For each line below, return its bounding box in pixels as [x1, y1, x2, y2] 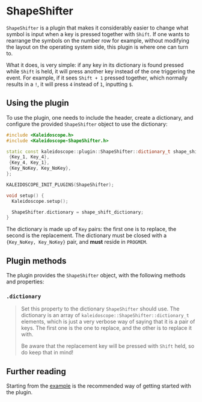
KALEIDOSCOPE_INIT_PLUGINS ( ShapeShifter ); [6, 182, 114, 188]
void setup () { [6, 193, 44, 199]
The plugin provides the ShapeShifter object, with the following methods [6, 272, 186, 279]
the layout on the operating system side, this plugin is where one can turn [6, 43, 188, 51]
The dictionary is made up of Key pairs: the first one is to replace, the [6, 226, 177, 233]
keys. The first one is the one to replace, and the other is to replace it [20, 324, 192, 332]
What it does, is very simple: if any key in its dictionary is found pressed [6, 61, 184, 69]
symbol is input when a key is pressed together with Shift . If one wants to [6, 30, 190, 37]
